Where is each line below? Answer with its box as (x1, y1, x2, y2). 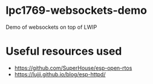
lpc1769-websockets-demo (5, 4, 148, 17)
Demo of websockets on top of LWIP (5, 23, 97, 31)
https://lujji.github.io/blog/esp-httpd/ (14, 70, 106, 78)
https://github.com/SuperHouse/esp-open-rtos (14, 64, 132, 71)
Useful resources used (5, 44, 122, 58)
